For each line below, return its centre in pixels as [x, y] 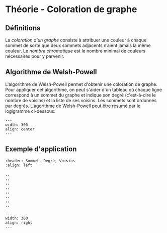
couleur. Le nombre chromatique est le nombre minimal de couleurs [75, 51]
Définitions [23, 28]
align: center [20, 129]
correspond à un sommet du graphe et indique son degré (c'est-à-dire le [80, 95]
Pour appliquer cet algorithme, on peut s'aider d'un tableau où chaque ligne [84, 89]
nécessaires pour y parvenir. [35, 56]
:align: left [19, 165]
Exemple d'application [41, 149]
